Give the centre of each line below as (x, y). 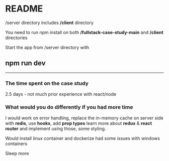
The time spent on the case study (47, 83)
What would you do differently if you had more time (69, 107)
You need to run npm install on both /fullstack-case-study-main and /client (84, 32)
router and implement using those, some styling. (56, 129)
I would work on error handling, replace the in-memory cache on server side (84, 118)
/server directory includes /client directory (50, 23)
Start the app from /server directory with (47, 47)
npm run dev (26, 63)
